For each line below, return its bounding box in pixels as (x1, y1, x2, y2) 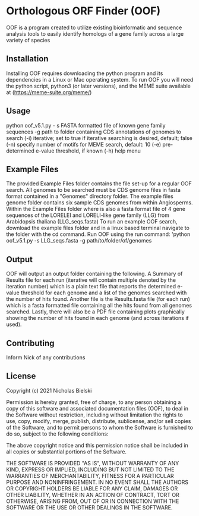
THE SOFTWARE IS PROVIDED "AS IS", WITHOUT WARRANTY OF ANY (6, 459, 179, 467)
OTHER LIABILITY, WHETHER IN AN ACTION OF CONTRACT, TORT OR (6, 491, 179, 498)
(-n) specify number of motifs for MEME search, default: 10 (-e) (6, 141, 162, 148)
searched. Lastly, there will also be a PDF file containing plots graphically (6, 308, 185, 315)
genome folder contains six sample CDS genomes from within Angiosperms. (6, 199, 193, 206)
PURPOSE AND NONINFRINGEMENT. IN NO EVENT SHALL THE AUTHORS (6, 478, 189, 486)
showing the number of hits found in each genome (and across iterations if (6, 315, 189, 322)
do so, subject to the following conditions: (6, 430, 109, 437)
